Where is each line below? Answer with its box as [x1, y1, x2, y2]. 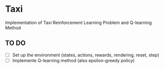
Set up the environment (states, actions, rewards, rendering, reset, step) [12, 52, 160, 58]
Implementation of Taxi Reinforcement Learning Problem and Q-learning [5, 20, 152, 25]
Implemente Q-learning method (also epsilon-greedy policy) [12, 57, 135, 63]
